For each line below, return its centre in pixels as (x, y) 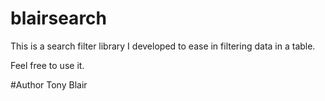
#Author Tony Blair (49, 84)
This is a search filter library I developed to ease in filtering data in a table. (163, 46)
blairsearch (58, 18)
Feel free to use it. (47, 65)
